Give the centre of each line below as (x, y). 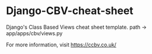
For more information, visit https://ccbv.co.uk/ (61, 45)
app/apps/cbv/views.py (34, 33)
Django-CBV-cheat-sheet (70, 11)
